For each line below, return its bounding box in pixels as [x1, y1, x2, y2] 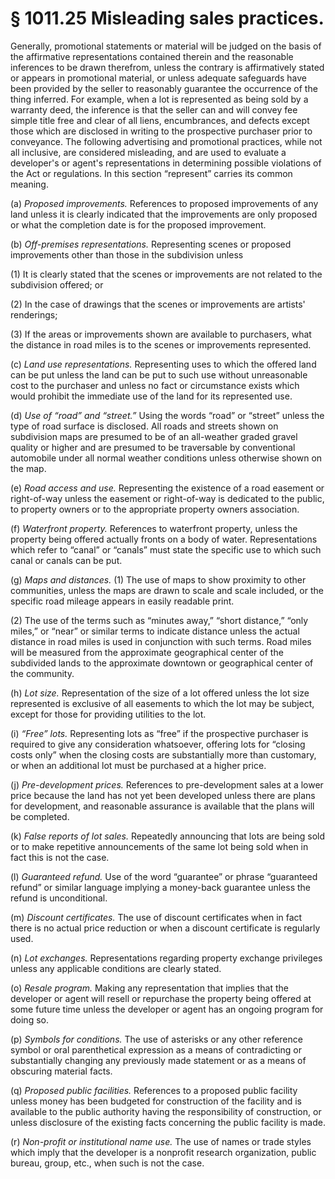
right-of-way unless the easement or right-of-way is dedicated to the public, [10, 492, 325, 504]
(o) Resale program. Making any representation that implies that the [10, 982, 289, 994]
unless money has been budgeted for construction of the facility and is [10, 1095, 302, 1107]
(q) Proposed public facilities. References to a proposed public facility [10, 1084, 298, 1096]
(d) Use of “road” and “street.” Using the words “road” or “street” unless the [10, 409, 325, 421]
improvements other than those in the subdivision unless [10, 248, 244, 261]
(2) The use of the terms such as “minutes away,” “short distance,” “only [10, 614, 309, 626]
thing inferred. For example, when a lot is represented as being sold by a [10, 93, 309, 105]
